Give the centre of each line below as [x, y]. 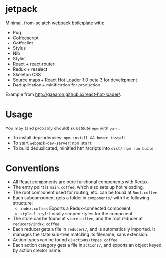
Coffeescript [25, 38]
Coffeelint [23, 43]
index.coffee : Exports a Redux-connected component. [76, 208]
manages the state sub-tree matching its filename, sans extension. [81, 234]
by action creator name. [37, 250]
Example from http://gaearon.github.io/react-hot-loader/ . [63, 94]
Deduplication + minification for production [57, 85]
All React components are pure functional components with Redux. [81, 182]
